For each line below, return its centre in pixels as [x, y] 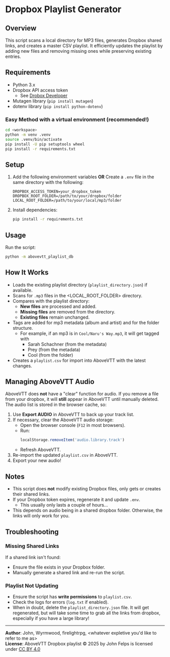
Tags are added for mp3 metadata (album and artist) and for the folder [86, 322]
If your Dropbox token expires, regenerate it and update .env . [76, 499]
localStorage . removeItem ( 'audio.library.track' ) [72, 440]
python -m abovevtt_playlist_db [39, 257]
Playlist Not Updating [32, 585]
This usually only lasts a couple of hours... [64, 505]
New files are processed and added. [58, 306]
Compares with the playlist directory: [51, 301]
